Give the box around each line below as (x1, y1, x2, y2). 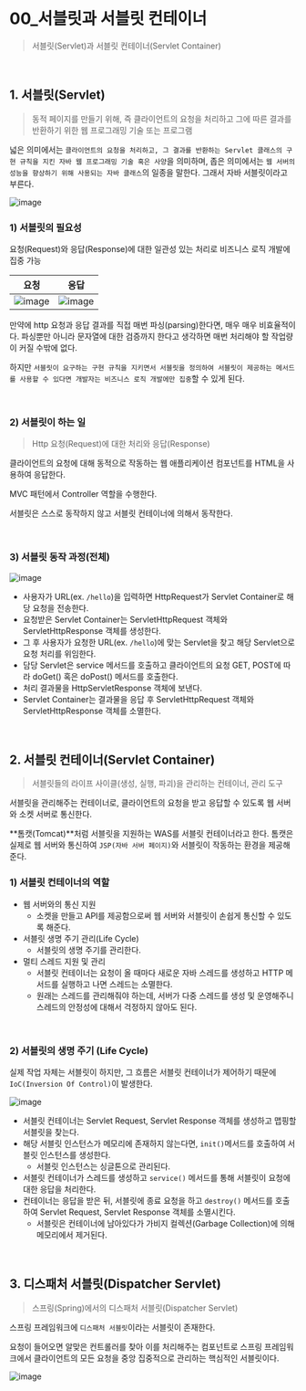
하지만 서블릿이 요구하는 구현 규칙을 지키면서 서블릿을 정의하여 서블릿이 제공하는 (9, 362, 272, 373)
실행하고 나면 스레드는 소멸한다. (60, 978, 173, 989)
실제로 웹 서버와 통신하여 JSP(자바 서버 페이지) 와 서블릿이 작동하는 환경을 (9, 839, 267, 850)
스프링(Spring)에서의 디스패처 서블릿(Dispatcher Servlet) (31, 1302, 239, 1313)
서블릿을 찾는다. (22, 1127, 79, 1138)
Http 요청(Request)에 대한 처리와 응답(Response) (31, 438, 211, 449)
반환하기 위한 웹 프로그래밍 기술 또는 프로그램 (31, 124, 193, 135)
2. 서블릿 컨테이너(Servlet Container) (9, 753, 216, 768)
